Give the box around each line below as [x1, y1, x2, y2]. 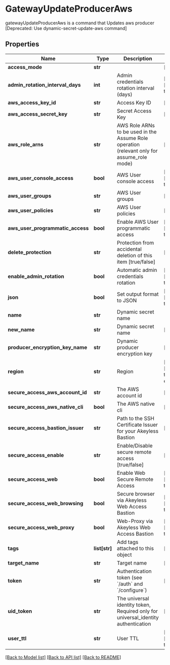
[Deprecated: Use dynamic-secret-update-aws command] [5, 25, 127, 31]
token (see [116, 574, 143, 581]
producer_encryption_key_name [8, 343, 88, 351]
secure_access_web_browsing [8, 500, 83, 507]
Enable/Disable [116, 442, 153, 449]
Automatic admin [116, 266, 157, 273]
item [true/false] [116, 258, 156, 265]
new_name [8, 326, 35, 333]
